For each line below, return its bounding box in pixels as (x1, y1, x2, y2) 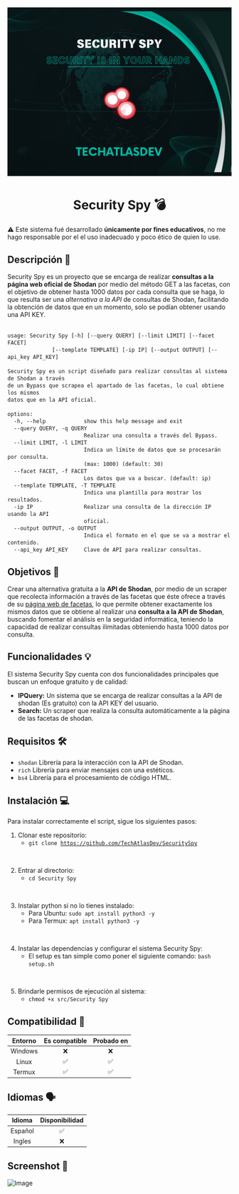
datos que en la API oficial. (7, 397, 97, 404)
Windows (10, 1047, 38, 1056)
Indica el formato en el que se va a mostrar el (83, 532, 231, 540)
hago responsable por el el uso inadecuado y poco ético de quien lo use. (7, 233, 221, 241)
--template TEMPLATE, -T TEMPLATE (14, 482, 116, 490)
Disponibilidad (40, 1116, 84, 1125)
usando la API (7, 511, 50, 518)
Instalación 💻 (7, 794, 70, 806)
